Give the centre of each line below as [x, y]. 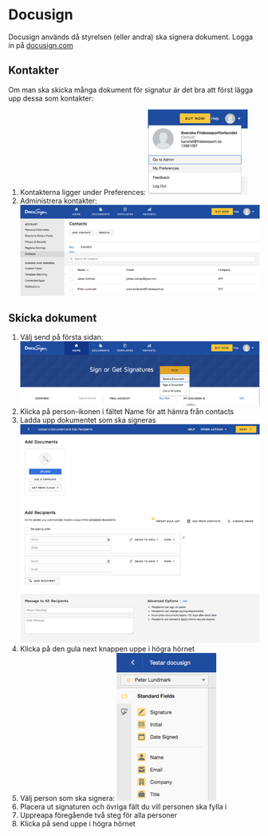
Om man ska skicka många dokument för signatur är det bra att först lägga [131, 90]
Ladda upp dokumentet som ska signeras [88, 420]
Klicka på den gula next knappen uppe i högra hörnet [107, 649]
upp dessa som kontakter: [51, 98]
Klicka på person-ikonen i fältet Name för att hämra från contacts [127, 412]
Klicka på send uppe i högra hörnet [77, 824]
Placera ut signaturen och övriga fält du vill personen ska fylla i [123, 807]
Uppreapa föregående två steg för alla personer [99, 815]
